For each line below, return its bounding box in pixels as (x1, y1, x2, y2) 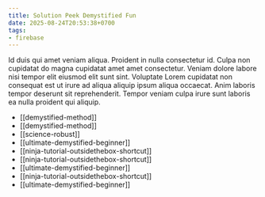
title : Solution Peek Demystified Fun (8, 11, 136, 20)
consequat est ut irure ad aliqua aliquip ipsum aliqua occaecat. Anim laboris (8, 81, 255, 90)
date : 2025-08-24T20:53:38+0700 (8, 19, 115, 27)
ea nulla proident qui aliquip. (8, 97, 101, 107)
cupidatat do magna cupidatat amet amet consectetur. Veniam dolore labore (8, 64, 257, 74)
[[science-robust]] (19, 130, 81, 139)
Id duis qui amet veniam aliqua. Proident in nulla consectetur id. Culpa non (8, 55, 251, 65)
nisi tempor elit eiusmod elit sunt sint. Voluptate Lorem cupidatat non (8, 72, 232, 81)
